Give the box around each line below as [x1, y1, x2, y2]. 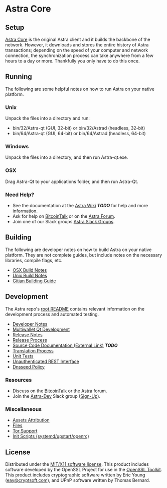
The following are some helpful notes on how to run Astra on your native [5, 86, 154, 92]
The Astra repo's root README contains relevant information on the [5, 306, 144, 312]
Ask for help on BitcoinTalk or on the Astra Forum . [12, 213, 115, 219]
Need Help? [5, 191, 35, 198]
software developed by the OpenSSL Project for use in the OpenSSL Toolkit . [5, 467, 162, 473]
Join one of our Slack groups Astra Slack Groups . [12, 219, 115, 224]
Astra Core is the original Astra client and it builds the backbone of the [5, 36, 150, 42]
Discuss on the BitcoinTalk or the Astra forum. [12, 388, 107, 394]
